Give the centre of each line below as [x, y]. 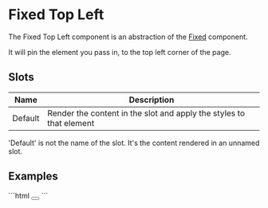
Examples [33, 177]
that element [71, 123]
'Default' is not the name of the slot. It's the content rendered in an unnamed [134, 143]
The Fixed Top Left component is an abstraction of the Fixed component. [128, 37]
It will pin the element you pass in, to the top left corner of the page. [120, 52]
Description [152, 100]
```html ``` [28, 195]
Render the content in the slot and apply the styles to [146, 113]
